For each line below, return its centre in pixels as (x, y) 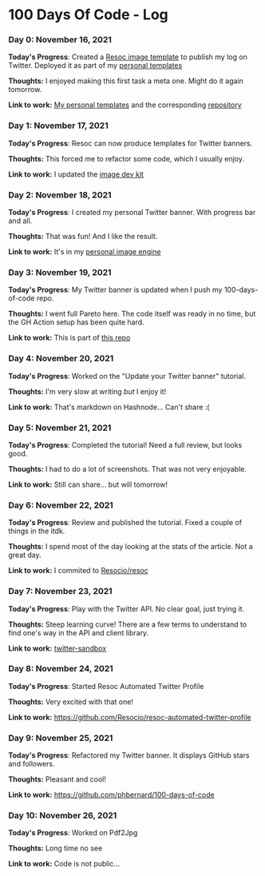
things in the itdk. (37, 531)
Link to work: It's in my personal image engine (85, 252)
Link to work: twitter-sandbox (57, 648)
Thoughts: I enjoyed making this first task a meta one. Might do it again (126, 81)
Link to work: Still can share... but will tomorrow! (88, 484)
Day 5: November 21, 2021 (60, 428)
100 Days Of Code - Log (89, 15)
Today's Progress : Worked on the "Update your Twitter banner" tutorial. (127, 376)
